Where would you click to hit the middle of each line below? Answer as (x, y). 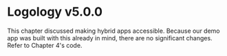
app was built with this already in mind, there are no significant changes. (110, 38)
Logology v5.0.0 (55, 12)
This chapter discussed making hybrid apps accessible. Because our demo (113, 31)
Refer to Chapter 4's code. (45, 45)
